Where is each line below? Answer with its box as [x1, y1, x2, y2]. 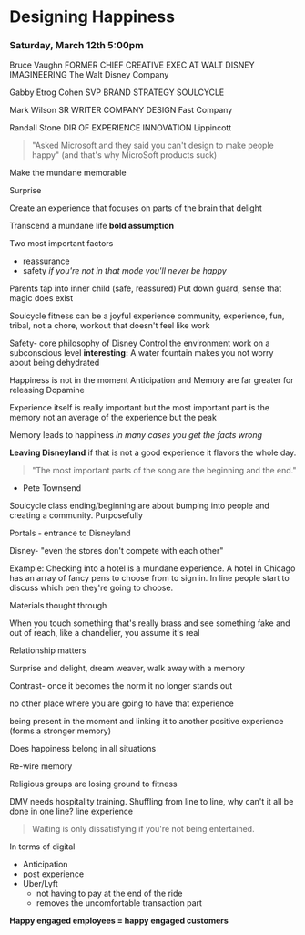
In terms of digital [9, 841, 76, 852]
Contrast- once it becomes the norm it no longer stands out [9, 680, 233, 691]
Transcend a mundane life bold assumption [9, 221, 175, 232]
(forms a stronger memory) [9, 725, 112, 736]
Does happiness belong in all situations [9, 743, 157, 754]
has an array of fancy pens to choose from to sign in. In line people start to [9, 573, 290, 584]
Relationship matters [9, 645, 86, 656]
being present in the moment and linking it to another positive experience [9, 716, 284, 727]
